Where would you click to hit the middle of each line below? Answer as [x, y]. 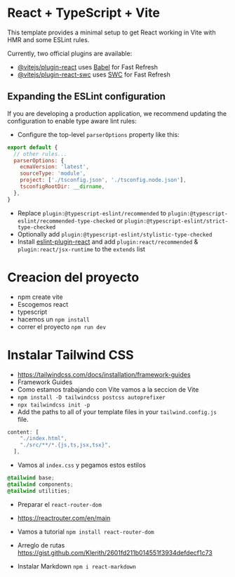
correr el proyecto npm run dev [62, 326]
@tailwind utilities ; [39, 491]
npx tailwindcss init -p [54, 405]
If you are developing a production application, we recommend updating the [117, 113]
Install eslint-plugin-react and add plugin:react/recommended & [108, 241]
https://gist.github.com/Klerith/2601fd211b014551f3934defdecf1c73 [115, 552]
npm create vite [40, 297]
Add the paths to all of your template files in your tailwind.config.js [117, 411]
